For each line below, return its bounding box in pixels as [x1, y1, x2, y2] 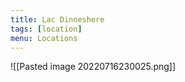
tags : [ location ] [10, 24, 83, 34]
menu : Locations [10, 33, 78, 43]
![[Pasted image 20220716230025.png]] [10, 61, 177, 73]
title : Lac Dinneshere [10, 14, 105, 25]
